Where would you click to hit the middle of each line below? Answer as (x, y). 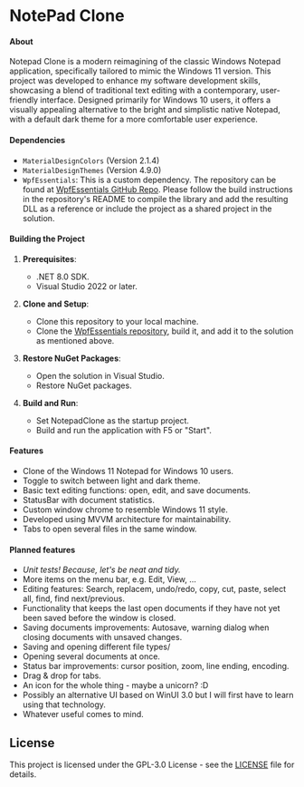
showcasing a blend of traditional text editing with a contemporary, (134, 91)
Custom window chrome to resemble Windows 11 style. (125, 510)
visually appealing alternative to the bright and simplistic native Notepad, (145, 110)
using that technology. (64, 704)
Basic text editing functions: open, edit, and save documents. (137, 490)
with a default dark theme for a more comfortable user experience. (133, 120)
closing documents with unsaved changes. (102, 637)
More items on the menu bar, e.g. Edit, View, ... (109, 579)
